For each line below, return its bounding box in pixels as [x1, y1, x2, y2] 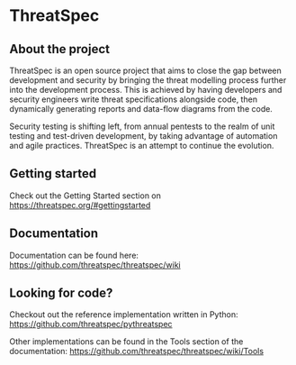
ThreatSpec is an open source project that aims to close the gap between [9, 65, 282, 76]
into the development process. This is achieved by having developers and [9, 85, 283, 95]
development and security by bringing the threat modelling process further [9, 75, 287, 86]
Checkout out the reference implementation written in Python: [9, 309, 238, 320]
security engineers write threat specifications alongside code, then [9, 94, 258, 105]
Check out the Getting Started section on [9, 190, 162, 201]
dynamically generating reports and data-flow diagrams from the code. [9, 104, 273, 114]
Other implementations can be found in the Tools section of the [9, 336, 244, 347]
